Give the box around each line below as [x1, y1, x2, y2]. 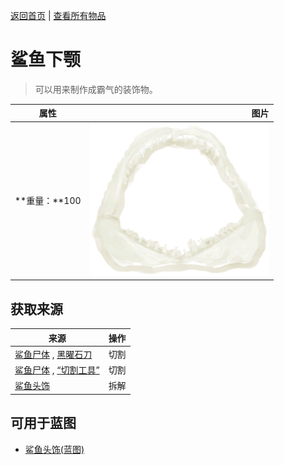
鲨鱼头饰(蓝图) [24, 443, 85, 455]
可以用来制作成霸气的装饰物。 [34, 83, 158, 95]
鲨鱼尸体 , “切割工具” [14, 364, 100, 376]
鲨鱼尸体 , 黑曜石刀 [14, 348, 93, 360]
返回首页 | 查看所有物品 [10, 10, 107, 21]
